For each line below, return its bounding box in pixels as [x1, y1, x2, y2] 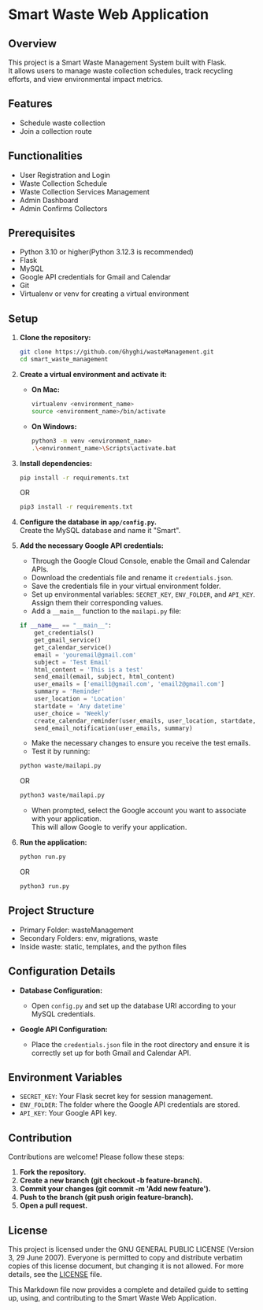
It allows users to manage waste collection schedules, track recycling [8, 66, 234, 76]
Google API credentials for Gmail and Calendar [19, 272, 172, 282]
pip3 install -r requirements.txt [19, 503, 133, 511]
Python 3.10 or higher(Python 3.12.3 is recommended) [19, 247, 194, 257]
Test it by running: [31, 746, 91, 757]
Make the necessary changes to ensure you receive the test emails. [31, 738, 251, 748]
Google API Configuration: [19, 1024, 108, 1034]
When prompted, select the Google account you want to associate [31, 805, 246, 816]
